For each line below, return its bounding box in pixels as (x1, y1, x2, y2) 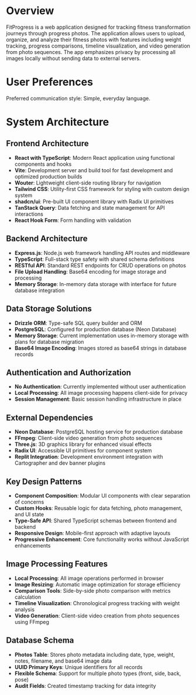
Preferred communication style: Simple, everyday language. (6, 95, 150, 102)
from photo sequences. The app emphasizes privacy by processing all (6, 48, 176, 55)
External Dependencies (6, 412, 94, 422)
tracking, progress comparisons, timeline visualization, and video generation (6, 42, 190, 49)
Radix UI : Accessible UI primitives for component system (14, 447, 152, 454)
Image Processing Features (6, 559, 108, 569)
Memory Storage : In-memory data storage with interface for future (14, 280, 177, 287)
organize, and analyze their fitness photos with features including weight (6, 36, 181, 43)
